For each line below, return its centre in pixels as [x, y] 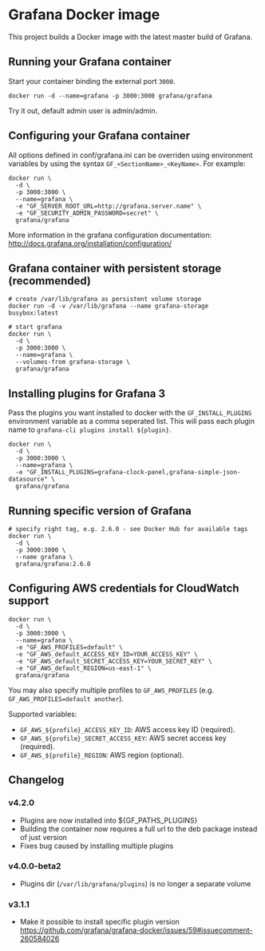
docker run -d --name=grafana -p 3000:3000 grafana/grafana [111, 96]
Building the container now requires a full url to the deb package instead [138, 829]
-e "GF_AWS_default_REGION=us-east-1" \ [83, 668]
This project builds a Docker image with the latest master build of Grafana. [131, 37]
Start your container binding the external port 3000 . [92, 81]
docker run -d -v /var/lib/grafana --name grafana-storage [109, 306]
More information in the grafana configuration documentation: [110, 235]
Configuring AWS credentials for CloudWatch [124, 588]
